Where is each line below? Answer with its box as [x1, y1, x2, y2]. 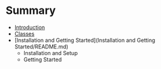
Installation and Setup [23, 49, 78, 56]
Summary [5, 4, 56, 18]
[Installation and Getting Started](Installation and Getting [14, 36, 156, 44]
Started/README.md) [14, 43, 69, 50]
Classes [14, 30, 34, 37]
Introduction [14, 24, 45, 31]
